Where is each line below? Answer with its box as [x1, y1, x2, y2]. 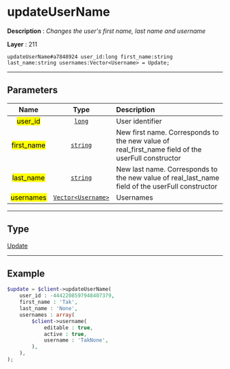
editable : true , [43, 324, 94, 331]
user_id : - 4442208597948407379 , [19, 292, 115, 299]
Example [7, 267, 45, 279]
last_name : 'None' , [19, 305, 78, 312]
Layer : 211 [7, 40, 38, 48]
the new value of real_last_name [116, 173, 220, 182]
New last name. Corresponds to [116, 164, 218, 174]
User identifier [116, 116, 162, 126]
